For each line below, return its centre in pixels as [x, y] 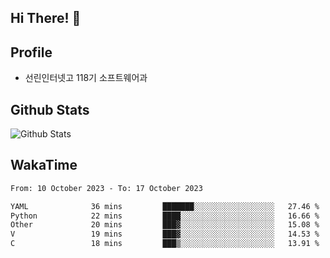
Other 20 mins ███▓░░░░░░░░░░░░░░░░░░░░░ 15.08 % [165, 225]
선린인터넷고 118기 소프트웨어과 [86, 78]
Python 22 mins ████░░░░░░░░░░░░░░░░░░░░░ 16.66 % [165, 216]
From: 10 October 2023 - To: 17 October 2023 [106, 188]
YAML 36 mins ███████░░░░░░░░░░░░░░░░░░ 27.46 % [165, 206]
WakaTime [44, 165]
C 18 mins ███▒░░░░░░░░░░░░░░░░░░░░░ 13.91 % [165, 244]
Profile [31, 52]
